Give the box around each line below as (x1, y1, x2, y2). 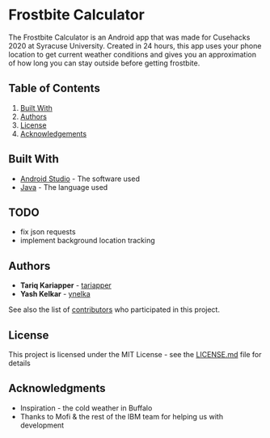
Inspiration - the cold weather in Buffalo (19, 402, 153, 413)
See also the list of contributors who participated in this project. (8, 305, 221, 314)
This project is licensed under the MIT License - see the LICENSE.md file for (8, 350, 262, 359)
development (19, 420, 65, 430)
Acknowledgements (19, 128, 87, 138)
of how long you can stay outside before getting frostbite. (8, 58, 200, 68)
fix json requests (19, 227, 76, 237)
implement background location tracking (19, 236, 155, 246)
